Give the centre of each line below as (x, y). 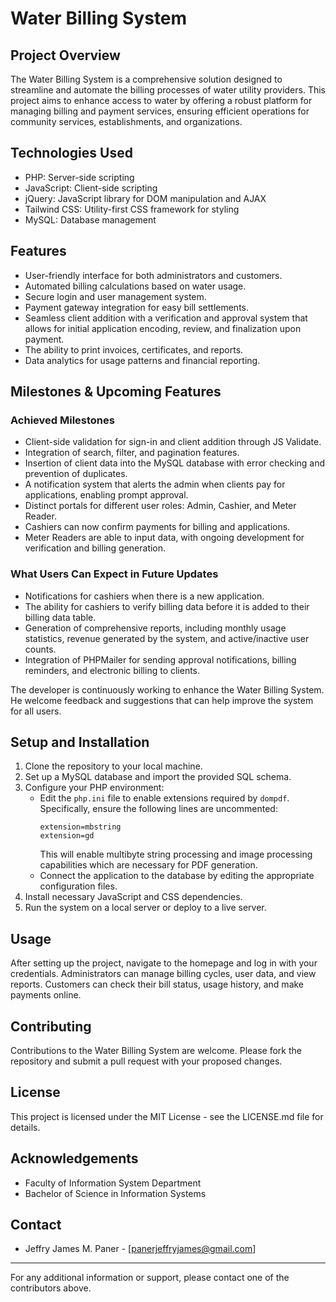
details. (25, 1127)
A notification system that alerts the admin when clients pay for (155, 484)
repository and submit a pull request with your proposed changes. (146, 1061)
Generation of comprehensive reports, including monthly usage (155, 628)
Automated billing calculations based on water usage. (135, 286)
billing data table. (60, 617)
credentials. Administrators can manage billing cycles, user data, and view (163, 974)
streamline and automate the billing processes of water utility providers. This (168, 90)
